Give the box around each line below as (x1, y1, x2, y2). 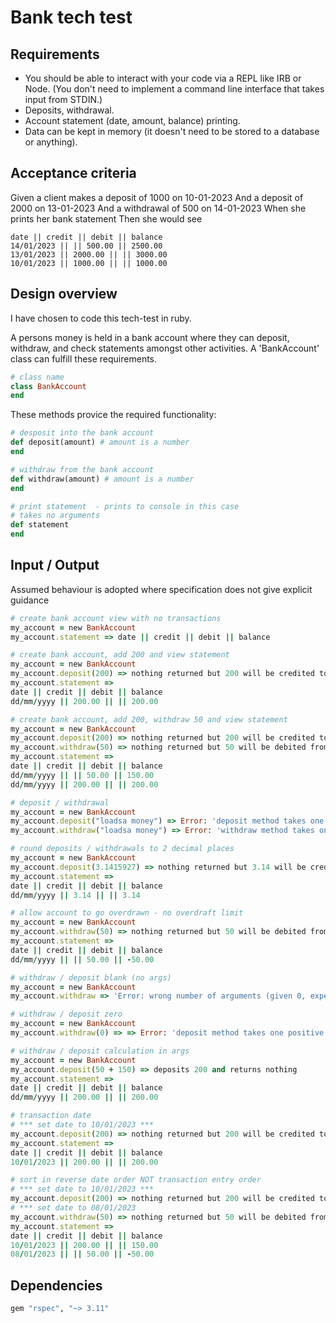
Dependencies (10, 1277, 103, 1294)
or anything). (24, 136, 78, 148)
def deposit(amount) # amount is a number (10, 437, 190, 448)
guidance (10, 594, 50, 606)
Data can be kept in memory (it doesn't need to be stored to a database (24, 126, 320, 137)
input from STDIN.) (24, 94, 103, 105)
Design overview (10, 286, 118, 303)
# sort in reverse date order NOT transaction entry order (10, 1175, 262, 1185)
